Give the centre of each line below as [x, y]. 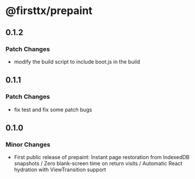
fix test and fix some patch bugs [53, 109]
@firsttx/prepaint [49, 11]
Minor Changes [28, 144]
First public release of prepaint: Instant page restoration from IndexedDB [102, 157]
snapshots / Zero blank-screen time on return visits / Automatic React [98, 163]
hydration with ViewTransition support [60, 170]
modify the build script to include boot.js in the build [77, 61]
